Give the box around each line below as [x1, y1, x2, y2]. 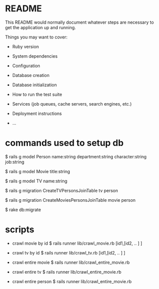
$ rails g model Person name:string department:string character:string [5, 153, 147, 159]
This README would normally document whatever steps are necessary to [5, 19, 154, 25]
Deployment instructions [12, 110, 62, 116]
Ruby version [12, 43, 39, 49]
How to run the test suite [12, 91, 62, 97]
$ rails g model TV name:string [5, 178, 68, 184]
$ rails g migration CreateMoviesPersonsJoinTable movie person [5, 197, 136, 203]
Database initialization [12, 82, 57, 88]
